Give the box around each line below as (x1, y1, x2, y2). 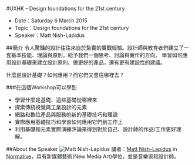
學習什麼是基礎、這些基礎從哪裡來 (14, 96, 97, 103)
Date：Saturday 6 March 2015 (14, 17, 88, 24)
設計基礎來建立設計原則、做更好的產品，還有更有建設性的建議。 (11, 59, 166, 66)
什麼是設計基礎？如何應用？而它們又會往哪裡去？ (6, 72, 125, 78)
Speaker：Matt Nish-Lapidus (14, 32, 85, 39)
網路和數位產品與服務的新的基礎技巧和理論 (14, 111, 118, 118)
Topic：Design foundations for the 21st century (14, 25, 129, 31)
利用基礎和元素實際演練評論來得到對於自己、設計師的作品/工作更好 (14, 126, 176, 133)
